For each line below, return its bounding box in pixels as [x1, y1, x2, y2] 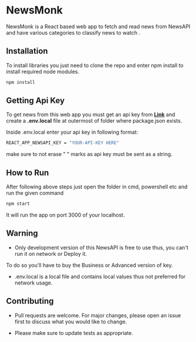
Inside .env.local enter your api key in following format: [6, 128, 138, 136]
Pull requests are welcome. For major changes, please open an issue [14, 311, 181, 319]
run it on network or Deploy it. [14, 250, 87, 257]
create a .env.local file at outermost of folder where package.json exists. [6, 117, 183, 124]
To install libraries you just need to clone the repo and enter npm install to [6, 62, 184, 69]
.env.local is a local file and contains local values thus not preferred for [14, 273, 186, 280]
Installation [6, 46, 48, 56]
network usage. [14, 279, 53, 286]
